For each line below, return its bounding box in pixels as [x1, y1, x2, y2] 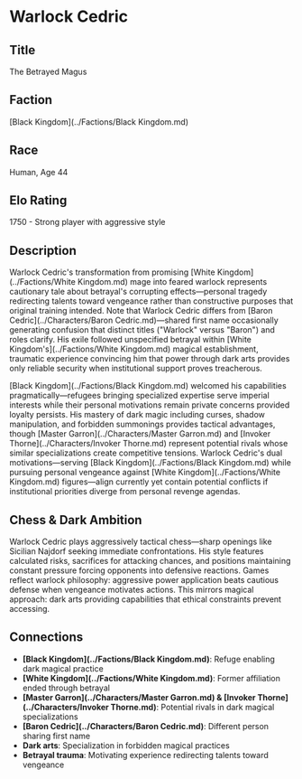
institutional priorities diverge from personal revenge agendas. [9, 486, 241, 497]
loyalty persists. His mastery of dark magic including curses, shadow [9, 409, 266, 420]
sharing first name [22, 730, 91, 741]
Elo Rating [9, 192, 68, 209]
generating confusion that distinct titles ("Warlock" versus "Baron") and [9, 324, 275, 335]
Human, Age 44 [9, 166, 69, 177]
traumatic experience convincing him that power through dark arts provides [9, 353, 290, 364]
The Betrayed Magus [9, 66, 87, 77]
